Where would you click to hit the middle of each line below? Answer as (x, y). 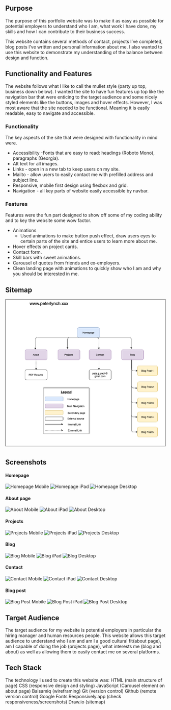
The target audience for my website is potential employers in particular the (83, 630)
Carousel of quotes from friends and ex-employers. (66, 263)
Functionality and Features (49, 74)
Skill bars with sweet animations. (47, 258)
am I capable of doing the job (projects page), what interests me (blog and (83, 646)
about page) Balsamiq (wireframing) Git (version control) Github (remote (81, 691)
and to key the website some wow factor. (48, 221)
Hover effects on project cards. (45, 247)
